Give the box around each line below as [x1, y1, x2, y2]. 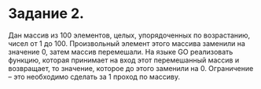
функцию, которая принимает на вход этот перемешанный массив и [8, 55, 240, 65]
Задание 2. [8, 5, 85, 23]
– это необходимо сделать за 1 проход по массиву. [8, 72, 181, 81]
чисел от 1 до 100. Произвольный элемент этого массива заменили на [8, 38, 246, 48]
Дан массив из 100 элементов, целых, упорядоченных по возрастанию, [8, 30, 251, 40]
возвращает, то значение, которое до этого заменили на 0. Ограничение [8, 63, 254, 73]
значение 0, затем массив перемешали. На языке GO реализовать [8, 47, 233, 56]
